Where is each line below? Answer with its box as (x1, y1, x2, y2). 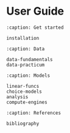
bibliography (6, 120, 40, 126)
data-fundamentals (6, 56, 53, 62)
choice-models (6, 88, 43, 95)
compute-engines (6, 99, 47, 105)
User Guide (6, 4, 65, 18)
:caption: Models (6, 72, 51, 79)
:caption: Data (6, 46, 45, 52)
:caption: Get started (6, 24, 64, 31)
